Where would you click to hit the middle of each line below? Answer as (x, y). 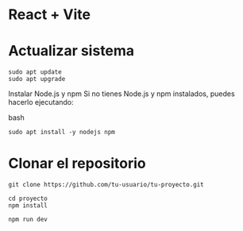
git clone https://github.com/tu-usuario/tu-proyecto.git (106, 185)
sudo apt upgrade (37, 79)
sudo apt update (35, 72)
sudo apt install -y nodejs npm (62, 133)
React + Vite (50, 15)
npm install (28, 206)
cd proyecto (28, 199)
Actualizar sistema (71, 51)
